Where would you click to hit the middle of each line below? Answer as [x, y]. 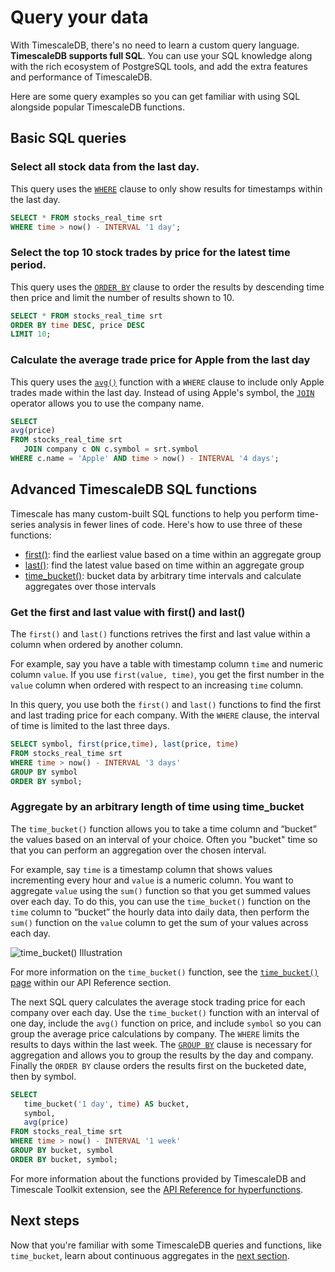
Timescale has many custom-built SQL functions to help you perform [152, 513]
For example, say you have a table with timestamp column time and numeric [167, 664]
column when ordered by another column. [97, 645]
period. [28, 265]
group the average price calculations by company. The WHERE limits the [155, 1033]
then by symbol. [43, 1076]
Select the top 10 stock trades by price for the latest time [150, 253]
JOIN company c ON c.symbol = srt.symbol [111, 449]
